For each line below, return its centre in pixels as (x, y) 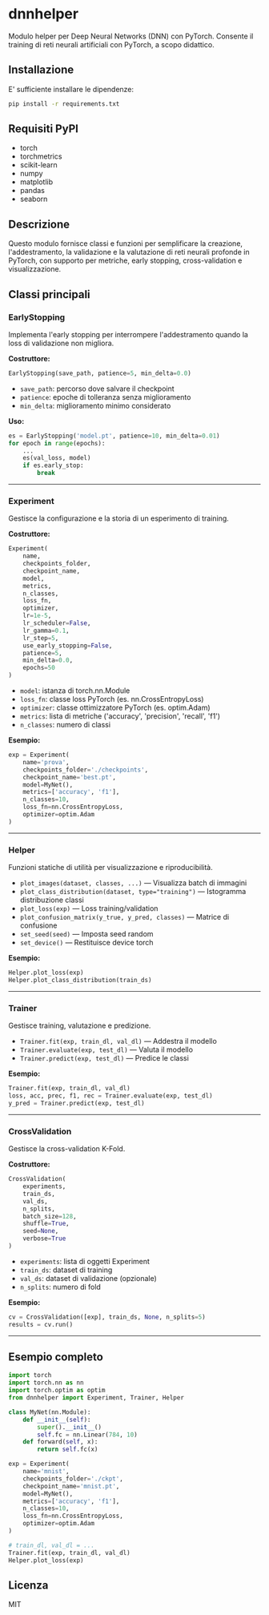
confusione (38, 925)
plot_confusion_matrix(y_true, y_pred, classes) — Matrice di (124, 917)
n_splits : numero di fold (60, 1287)
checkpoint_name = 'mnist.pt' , (71, 1486)
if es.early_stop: (53, 465)
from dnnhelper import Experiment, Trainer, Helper (96, 1398)
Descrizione (39, 224)
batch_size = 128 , (50, 1216)
